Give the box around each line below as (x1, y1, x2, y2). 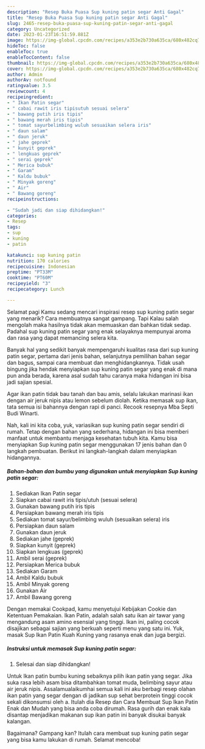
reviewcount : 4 (7, 88, 46, 95)
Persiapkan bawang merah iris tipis (15, 509, 104, 516)
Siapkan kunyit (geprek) (15, 541, 76, 549)
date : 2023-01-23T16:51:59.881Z (7, 32, 89, 38)
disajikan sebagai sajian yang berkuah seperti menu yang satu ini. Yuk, (7, 625, 184, 632)
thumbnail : (7, 60, 35, 66)
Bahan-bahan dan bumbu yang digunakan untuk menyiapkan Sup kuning (7, 468, 198, 475)
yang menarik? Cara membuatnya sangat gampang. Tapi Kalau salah (7, 315, 179, 322)
